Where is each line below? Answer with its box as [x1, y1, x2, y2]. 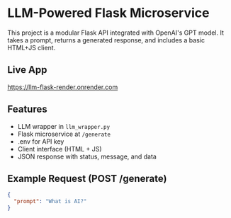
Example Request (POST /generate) [7, 172, 167, 185]
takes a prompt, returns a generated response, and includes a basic [7, 35, 205, 44]
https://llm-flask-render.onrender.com [7, 83, 118, 91]
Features [7, 103, 47, 115]
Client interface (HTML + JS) [17, 144, 102, 153]
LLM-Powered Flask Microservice [7, 5, 210, 21]
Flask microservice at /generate [17, 130, 111, 138]
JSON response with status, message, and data [17, 152, 157, 161]
